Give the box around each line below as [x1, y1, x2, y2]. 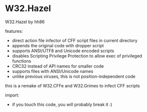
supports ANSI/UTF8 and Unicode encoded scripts [12, 48, 114, 54]
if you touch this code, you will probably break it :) [12, 101, 113, 107]
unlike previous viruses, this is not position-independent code [12, 73, 136, 79]
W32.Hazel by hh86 [5, 19, 45, 25]
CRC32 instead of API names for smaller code [12, 63, 104, 69]
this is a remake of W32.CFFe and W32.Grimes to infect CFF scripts [5, 83, 140, 88]
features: [5, 28, 23, 34]
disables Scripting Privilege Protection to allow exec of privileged [12, 53, 142, 58]
